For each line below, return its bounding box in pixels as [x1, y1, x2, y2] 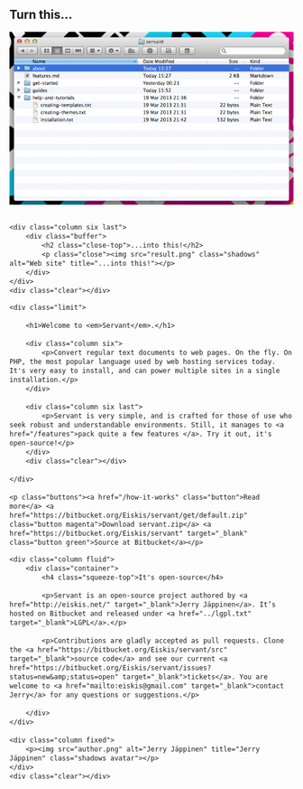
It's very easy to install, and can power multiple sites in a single [9, 366, 280, 375]
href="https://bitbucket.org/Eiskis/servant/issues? [9, 663, 212, 672]
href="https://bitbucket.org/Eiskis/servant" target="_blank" [9, 529, 248, 538]
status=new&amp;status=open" [9, 672, 119, 681]
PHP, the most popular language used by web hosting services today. [9, 357, 277, 366]
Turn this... [9, 7, 73, 23]
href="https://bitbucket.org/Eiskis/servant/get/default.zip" [9, 511, 248, 520]
